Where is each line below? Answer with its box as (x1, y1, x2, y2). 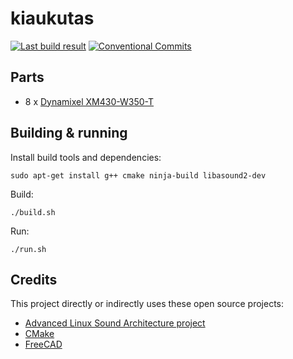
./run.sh (10, 244, 47, 254)
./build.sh (10, 207, 56, 217)
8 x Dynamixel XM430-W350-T (24, 95, 155, 107)
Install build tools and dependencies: (10, 151, 162, 163)
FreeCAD (24, 338, 63, 351)
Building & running (10, 125, 128, 142)
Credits (10, 271, 58, 288)
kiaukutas (10, 7, 95, 30)
